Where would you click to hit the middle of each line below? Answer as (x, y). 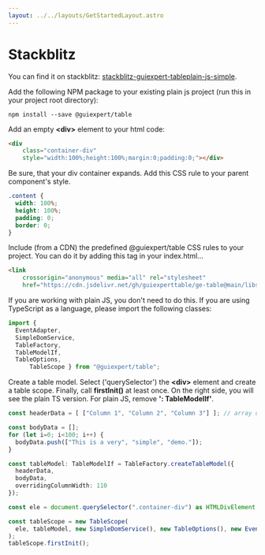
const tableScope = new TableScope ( (68, 521)
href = (32, 285)
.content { (26, 196)
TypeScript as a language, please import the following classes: (110, 309)
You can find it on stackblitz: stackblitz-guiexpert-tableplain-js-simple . (123, 76)
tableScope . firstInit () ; (49, 544)
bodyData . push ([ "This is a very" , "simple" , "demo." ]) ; (109, 442)
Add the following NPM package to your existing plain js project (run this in (129, 91)
